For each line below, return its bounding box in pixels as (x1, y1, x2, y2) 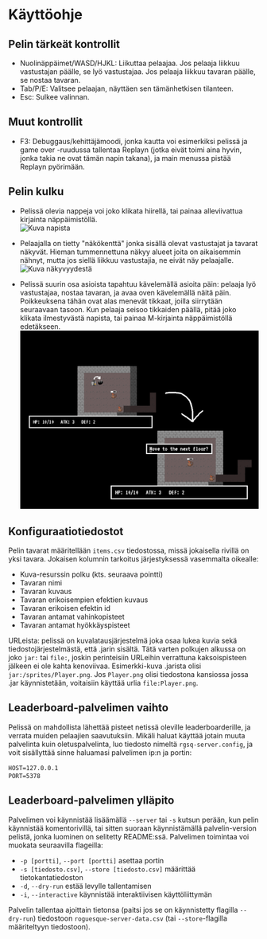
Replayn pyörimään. (19, 162, 85, 171)
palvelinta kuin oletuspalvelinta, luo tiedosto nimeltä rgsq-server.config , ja (8, 739, 253, 749)
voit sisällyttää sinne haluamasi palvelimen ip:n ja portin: (8, 747, 192, 757)
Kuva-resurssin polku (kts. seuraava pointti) (19, 569, 163, 579)
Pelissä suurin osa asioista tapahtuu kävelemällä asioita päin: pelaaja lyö (19, 279, 257, 288)
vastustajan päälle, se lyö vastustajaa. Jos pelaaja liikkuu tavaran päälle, (19, 67, 256, 76)
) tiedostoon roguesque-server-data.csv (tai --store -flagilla (33, 914, 228, 923)
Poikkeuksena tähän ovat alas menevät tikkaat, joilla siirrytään (19, 296, 222, 306)
